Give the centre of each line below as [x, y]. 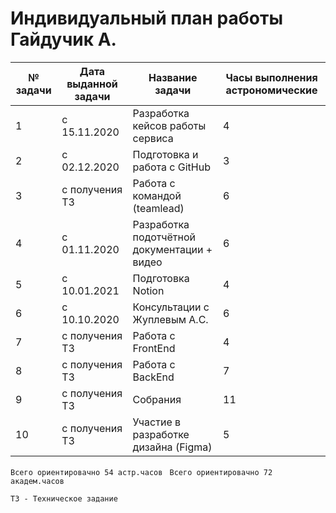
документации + [172, 249]
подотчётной [164, 237]
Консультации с [171, 307]
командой [157, 195]
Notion [148, 290]
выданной [92, 84]
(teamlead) [158, 208]
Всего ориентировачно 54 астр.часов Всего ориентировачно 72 [141, 472]
